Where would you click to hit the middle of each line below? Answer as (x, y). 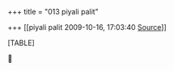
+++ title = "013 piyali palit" (53, 12)
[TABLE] (21, 43)
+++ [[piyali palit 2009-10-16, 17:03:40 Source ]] (87, 27)
